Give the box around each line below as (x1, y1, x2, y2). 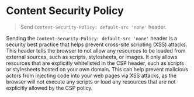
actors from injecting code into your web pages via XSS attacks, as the (6, 72, 177, 79)
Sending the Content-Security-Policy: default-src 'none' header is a (6, 34, 177, 41)
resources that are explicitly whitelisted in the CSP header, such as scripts (6, 60, 184, 67)
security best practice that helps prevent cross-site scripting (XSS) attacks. (6, 41, 188, 48)
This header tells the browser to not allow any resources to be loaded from (6, 47, 186, 54)
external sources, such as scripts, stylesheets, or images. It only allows (6, 53, 178, 60)
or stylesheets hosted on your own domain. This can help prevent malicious (6, 65, 188, 72)
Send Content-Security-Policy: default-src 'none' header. (20, 23, 167, 30)
